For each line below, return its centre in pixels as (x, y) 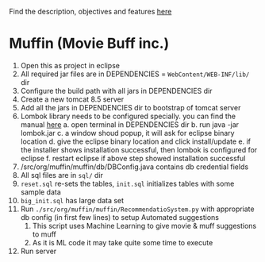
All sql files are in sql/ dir (62, 175)
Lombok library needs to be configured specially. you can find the (128, 116)
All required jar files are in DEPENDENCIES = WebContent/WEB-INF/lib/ (135, 74)
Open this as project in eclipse (70, 65)
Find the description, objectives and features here (90, 12)
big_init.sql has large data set (72, 200)
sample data (41, 192)
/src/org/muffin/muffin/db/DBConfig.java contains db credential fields (134, 167)
